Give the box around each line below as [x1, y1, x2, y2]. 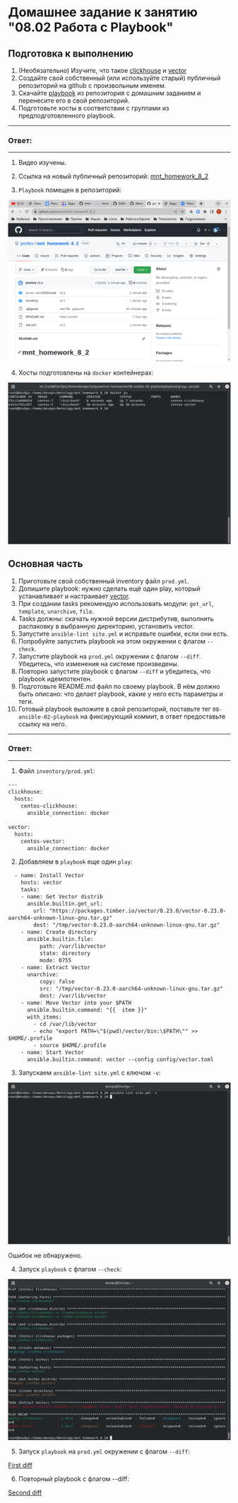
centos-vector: [20, 838, 66, 845]
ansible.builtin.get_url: [26, 900, 103, 907]
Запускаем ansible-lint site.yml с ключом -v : [18, 1068, 161, 1077]
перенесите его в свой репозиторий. [18, 96, 130, 105]
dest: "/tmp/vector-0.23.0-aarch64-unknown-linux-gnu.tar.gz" [33, 921, 220, 928]
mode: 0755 [39, 956, 72, 964]
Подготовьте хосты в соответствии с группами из [18, 104, 169, 112]
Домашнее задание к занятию [8, 4, 198, 21]
